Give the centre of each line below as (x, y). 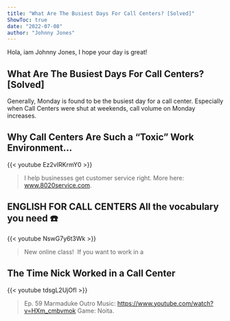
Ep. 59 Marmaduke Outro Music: (70, 303)
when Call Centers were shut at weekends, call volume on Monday (101, 109)
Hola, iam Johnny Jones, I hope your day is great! (77, 52)
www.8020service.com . (58, 185)
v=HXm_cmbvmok (50, 311)
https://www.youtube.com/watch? (165, 303)
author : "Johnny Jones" (41, 33)
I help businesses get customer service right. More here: (104, 178)
